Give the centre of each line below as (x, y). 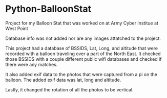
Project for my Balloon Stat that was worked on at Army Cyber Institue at (82, 23)
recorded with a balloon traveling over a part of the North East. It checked (83, 54)
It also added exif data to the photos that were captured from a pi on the (81, 74)
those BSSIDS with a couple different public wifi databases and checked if (83, 59)
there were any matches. (32, 64)
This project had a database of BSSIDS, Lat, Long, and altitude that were (81, 48)
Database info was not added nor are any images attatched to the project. (83, 38)
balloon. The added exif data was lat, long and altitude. (63, 80)
